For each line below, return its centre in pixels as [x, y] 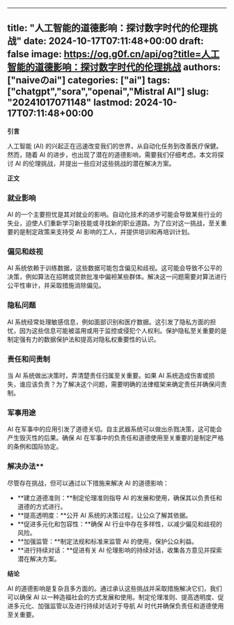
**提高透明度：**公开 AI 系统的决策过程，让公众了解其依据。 [104, 515]
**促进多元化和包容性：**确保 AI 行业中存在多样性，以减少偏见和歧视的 [120, 524]
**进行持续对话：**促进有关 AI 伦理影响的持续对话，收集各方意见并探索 [120, 550]
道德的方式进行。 [42, 507]
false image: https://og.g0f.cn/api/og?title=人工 [114, 54]
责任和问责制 [29, 359]
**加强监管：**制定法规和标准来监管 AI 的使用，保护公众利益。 [108, 541]
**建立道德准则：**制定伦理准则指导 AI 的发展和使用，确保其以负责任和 [120, 497]
